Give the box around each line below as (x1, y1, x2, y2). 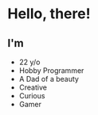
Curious (18, 91, 45, 100)
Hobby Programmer (18, 66, 84, 75)
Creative (18, 82, 47, 92)
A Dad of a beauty (18, 75, 79, 83)
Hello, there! (7, 5, 91, 23)
